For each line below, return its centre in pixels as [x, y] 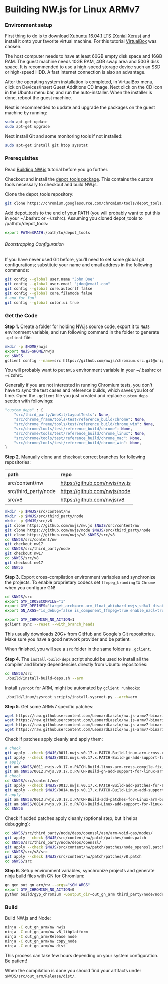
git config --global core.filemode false [49, 293]
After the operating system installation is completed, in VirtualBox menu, [79, 82]
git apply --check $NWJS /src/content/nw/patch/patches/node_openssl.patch [85, 847]
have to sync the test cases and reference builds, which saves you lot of [79, 390]
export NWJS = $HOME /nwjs [30, 351]
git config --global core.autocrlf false [49, 289]
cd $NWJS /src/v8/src [27, 852]
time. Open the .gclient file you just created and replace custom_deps [77, 396]
